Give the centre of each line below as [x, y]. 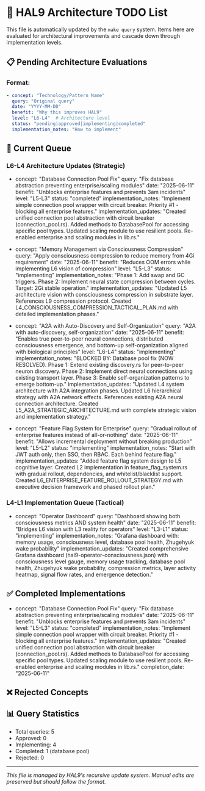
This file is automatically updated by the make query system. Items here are [100, 29]
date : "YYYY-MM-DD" [37, 107]
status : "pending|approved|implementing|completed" [79, 124]
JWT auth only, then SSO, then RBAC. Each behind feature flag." [96, 455]
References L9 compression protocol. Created [73, 301]
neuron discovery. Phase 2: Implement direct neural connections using [104, 371]
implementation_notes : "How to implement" [67, 129]
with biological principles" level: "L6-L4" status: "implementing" [95, 352]
